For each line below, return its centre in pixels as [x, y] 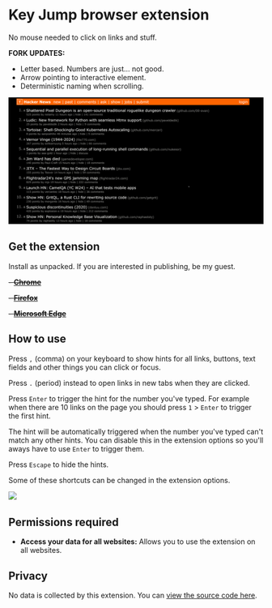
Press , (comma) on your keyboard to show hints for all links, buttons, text [132, 358]
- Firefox [23, 298]
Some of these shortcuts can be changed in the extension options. [119, 480]
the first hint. [30, 416]
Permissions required [64, 522]
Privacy [28, 576]
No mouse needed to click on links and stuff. [83, 37]
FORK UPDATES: [37, 53]
